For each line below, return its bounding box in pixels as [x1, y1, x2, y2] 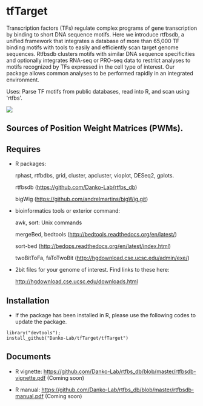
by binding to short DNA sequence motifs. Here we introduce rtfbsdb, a [6, 30, 185, 38]
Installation [6, 295, 50, 306]
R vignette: [15, 368, 42, 375]
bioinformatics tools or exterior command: [15, 207, 120, 215]
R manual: [15, 386, 41, 393]
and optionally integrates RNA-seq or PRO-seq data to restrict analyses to [6, 57, 191, 64]
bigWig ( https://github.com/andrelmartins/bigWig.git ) [15, 196, 148, 203]
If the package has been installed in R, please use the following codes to [15, 311, 196, 318]
